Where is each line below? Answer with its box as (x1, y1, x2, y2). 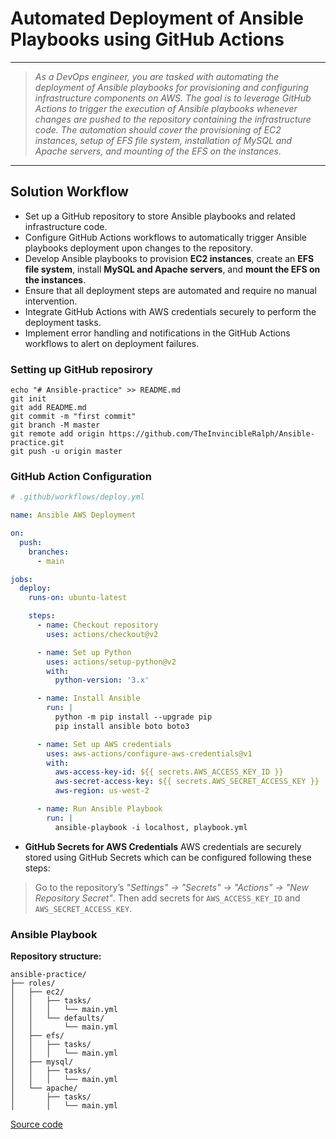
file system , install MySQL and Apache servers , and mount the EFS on (24, 263, 321, 275)
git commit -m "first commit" (10, 412, 137, 422)
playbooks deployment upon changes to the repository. (24, 242, 253, 254)
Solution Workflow (10, 183, 129, 201)
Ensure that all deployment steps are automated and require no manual (24, 284, 317, 296)
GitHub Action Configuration (10, 469, 152, 483)
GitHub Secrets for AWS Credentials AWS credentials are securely (24, 840, 302, 852)
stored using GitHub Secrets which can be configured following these (24, 851, 312, 863)
